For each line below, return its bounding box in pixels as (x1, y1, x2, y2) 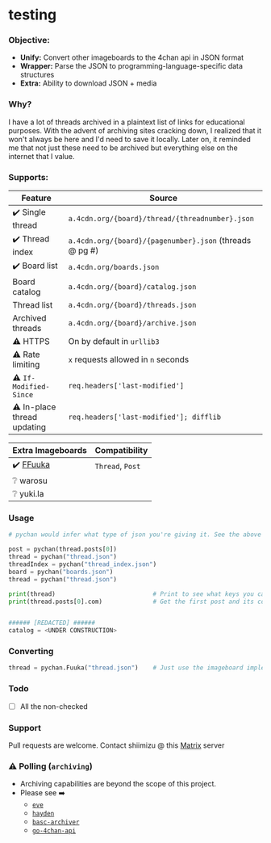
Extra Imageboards (12, 445, 87, 456)
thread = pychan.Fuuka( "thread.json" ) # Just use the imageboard (8, 664, 244, 672)
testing (8, 6, 57, 24)
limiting (12, 359, 40, 371)
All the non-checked (19, 701, 89, 711)
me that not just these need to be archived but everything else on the (8, 143, 238, 153)
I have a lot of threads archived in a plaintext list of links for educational (8, 117, 245, 127)
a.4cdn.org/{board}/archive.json (68, 319, 197, 328)
